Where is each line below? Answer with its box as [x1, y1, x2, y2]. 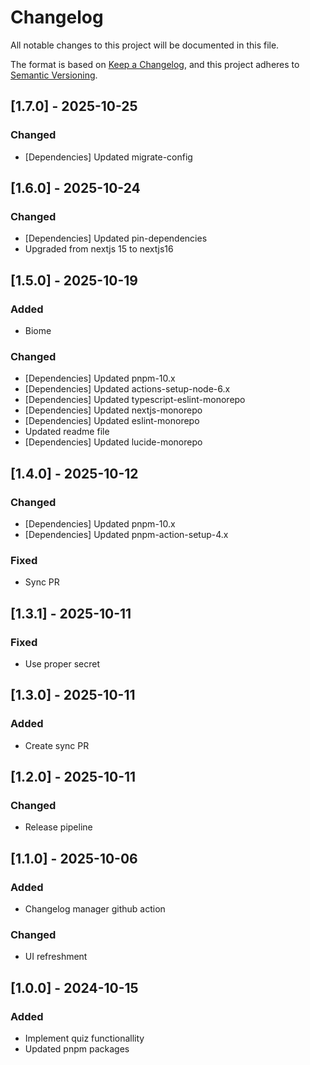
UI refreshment [24, 951, 88, 963]
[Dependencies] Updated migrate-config [24, 151, 193, 163]
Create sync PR [24, 739, 90, 751]
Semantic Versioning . [10, 69, 98, 81]
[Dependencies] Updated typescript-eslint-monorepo [24, 394, 246, 406]
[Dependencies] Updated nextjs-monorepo [24, 404, 203, 416]
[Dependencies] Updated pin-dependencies [24, 232, 208, 245]
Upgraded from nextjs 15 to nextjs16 [24, 243, 174, 255]
